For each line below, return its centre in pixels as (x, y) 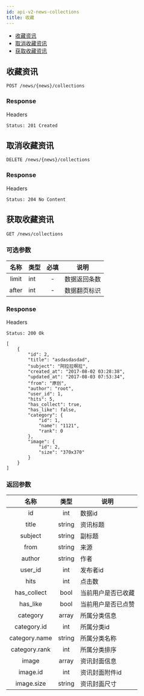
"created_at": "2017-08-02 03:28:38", (77, 372)
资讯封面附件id (101, 672)
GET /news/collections (35, 234)
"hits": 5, (42, 400)
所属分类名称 (99, 638)
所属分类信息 (99, 616)
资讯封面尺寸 (99, 684)
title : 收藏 (20, 18)
